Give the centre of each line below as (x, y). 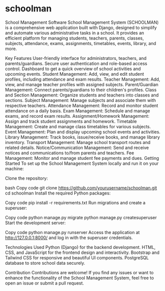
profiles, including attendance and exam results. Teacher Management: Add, (83, 79)
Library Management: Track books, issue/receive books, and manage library (82, 137)
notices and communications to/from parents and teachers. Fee (70, 153)
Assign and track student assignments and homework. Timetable (71, 121)
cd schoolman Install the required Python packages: (58, 193)
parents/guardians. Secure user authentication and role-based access (76, 63)
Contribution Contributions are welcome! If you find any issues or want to (79, 272)
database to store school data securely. (45, 263)
